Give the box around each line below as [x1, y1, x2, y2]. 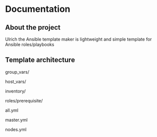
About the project [5, 23, 61, 32]
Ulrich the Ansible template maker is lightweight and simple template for [5, 36, 152, 42]
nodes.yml [5, 126, 27, 132]
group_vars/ [5, 69, 30, 75]
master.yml [5, 117, 28, 123]
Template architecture [5, 56, 75, 64]
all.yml [5, 107, 19, 113]
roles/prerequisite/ [5, 97, 43, 103]
